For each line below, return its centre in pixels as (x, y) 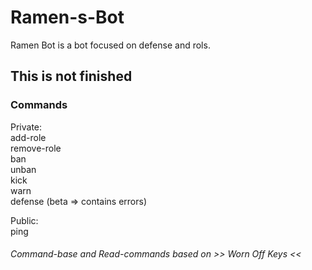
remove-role (36, 148)
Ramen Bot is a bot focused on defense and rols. (110, 45)
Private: (26, 127)
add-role (28, 137)
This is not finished (71, 76)
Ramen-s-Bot (67, 17)
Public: (24, 220)
